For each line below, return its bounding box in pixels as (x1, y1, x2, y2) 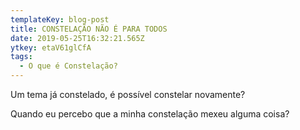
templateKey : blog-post (10, 14, 110, 25)
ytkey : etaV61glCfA (10, 42, 92, 53)
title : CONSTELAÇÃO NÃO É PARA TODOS (10, 24, 168, 34)
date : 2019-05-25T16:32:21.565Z (10, 33, 145, 43)
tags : (10, 52, 33, 62)
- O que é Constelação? (19, 61, 118, 71)
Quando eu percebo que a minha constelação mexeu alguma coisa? (10, 108, 290, 120)
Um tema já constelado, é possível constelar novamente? (10, 89, 246, 100)
